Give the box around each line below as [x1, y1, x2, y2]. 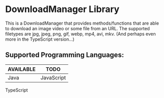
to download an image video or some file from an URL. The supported [5, 25, 150, 31]
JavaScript [40, 74, 66, 81]
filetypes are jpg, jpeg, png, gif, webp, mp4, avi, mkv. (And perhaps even [5, 31, 156, 37]
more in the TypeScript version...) [5, 36, 74, 42]
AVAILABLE [8, 65, 36, 72]
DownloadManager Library [5, 4, 120, 15]
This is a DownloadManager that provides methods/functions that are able [5, 20, 159, 26]
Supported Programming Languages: [5, 51, 124, 59]
